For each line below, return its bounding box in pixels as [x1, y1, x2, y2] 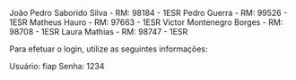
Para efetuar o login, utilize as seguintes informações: [9, 44, 208, 54]
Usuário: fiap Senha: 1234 [9, 61, 105, 71]
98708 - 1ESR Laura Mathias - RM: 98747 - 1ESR [9, 27, 188, 36]
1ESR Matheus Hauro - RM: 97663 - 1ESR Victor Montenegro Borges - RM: [9, 17, 283, 28]
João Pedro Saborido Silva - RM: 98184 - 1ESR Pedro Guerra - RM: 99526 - [9, 8, 288, 18]
